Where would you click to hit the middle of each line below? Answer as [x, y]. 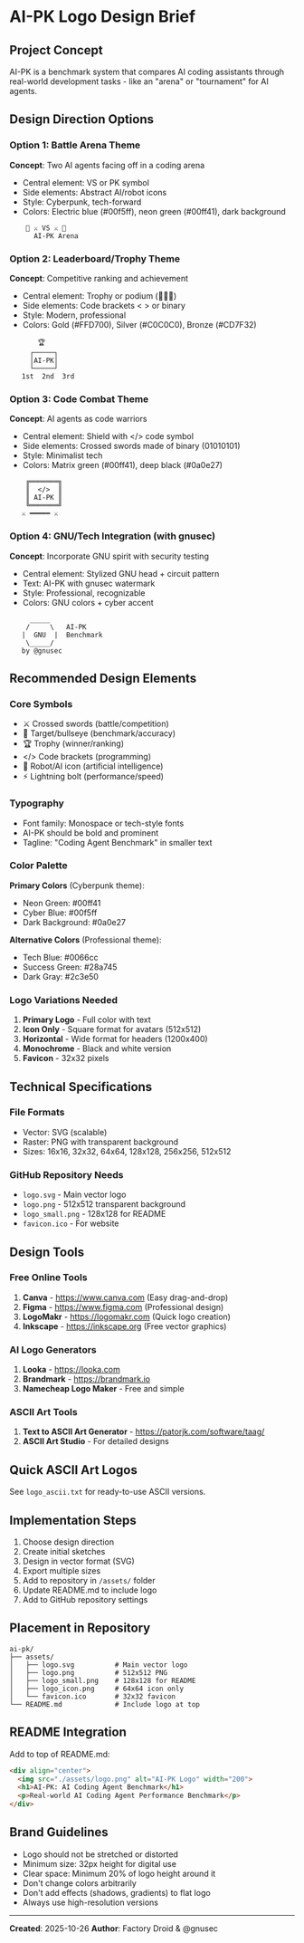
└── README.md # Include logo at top [105, 1704]
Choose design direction [68, 1542]
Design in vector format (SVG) [79, 1561]
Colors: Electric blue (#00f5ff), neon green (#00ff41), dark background [154, 211]
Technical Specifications [81, 1087]
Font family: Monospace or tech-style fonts [103, 823]
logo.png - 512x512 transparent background [104, 1204]
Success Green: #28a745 [70, 967]
